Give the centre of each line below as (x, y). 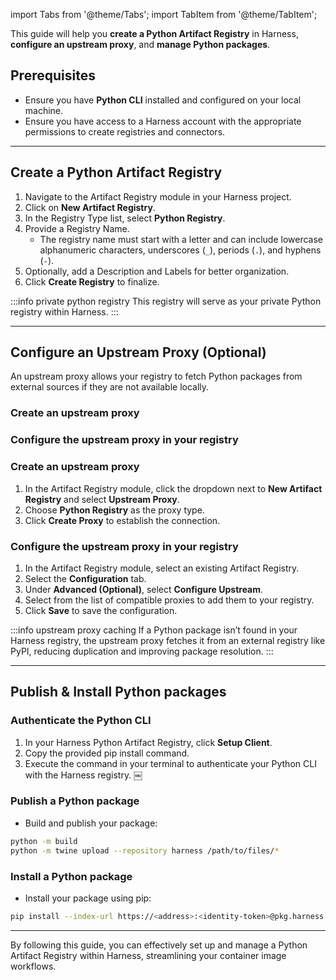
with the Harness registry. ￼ (83, 775)
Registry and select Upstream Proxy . (102, 499)
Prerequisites (53, 75)
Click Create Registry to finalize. (92, 281)
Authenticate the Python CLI (81, 721)
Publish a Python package (75, 801)
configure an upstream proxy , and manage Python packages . (140, 44)
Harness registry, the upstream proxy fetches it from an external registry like (168, 640)
